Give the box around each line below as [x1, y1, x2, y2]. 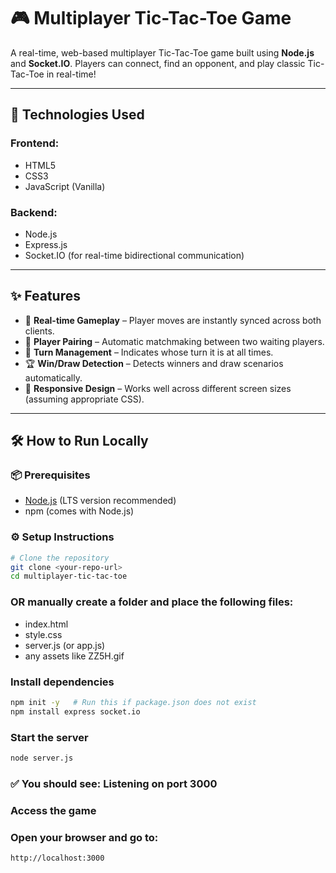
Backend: [10, 205, 58, 219]
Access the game [10, 803, 97, 817]
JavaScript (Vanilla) [24, 180, 106, 192]
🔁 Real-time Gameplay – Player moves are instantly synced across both [24, 314, 322, 326]
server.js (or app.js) [24, 639, 106, 651]
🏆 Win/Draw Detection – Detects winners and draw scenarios [24, 357, 284, 369]
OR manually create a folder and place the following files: [10, 595, 294, 609]
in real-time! [46, 68, 97, 80]
